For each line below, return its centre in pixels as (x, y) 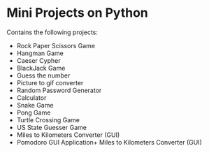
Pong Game (34, 112)
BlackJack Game (41, 68)
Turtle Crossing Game (48, 119)
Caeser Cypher (38, 60)
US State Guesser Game (51, 127)
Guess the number (43, 75)
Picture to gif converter (50, 82)
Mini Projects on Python (77, 13)
